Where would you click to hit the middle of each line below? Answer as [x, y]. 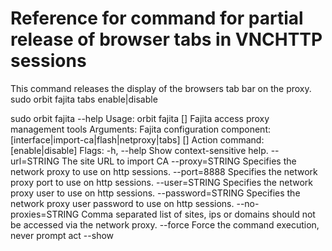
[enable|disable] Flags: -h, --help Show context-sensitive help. [139, 150]
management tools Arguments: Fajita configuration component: [140, 129]
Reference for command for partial [157, 18]
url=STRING [35, 161]
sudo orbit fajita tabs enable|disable [84, 99]
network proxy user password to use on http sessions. [122, 203]
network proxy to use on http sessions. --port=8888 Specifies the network [164, 171]
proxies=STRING [45, 214]
